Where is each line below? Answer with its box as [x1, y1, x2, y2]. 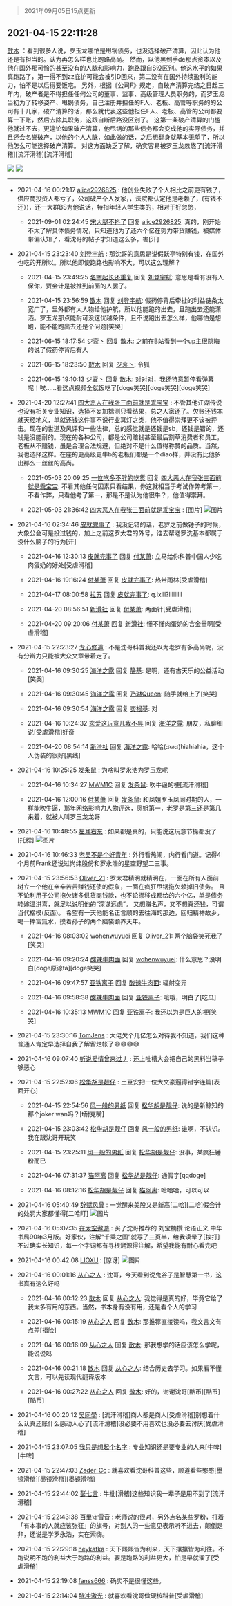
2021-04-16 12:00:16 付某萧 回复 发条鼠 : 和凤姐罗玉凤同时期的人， [27, 795, 216, 803]
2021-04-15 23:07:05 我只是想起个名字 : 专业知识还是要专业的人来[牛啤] [17, 1442, 222, 1451]
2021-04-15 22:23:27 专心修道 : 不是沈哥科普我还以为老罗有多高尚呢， [17, 643, 217, 651]
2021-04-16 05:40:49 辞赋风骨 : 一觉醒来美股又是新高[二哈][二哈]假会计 [17, 1200, 222, 1209]
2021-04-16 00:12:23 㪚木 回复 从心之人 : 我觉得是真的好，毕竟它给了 [27, 1293, 223, 1302]
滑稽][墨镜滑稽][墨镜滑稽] [23, 1475, 95, 1483]
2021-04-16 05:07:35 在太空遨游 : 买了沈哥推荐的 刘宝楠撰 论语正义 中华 [17, 1224, 223, 1232]
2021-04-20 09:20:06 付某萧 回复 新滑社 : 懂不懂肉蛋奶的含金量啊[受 [27, 619, 222, 628]
